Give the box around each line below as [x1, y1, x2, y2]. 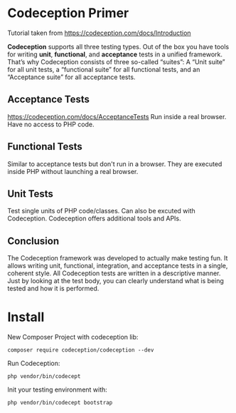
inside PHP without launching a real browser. [7, 167, 139, 175]
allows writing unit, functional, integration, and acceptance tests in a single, [7, 262, 228, 270]
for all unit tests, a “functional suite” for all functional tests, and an [7, 65, 200, 73]
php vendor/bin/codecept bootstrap [7, 399, 113, 407]
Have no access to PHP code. [7, 120, 95, 128]
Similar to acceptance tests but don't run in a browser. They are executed [7, 159, 222, 168]
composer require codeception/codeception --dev [7, 347, 154, 354]
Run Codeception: [7, 359, 60, 368]
